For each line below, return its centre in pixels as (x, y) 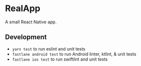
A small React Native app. (31, 22)
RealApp (23, 8)
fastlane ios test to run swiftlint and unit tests (60, 59)
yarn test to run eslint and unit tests (49, 49)
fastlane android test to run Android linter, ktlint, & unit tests (74, 54)
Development (26, 37)
